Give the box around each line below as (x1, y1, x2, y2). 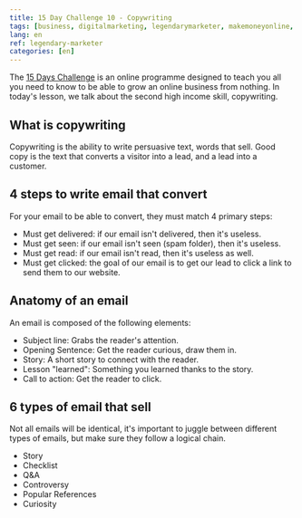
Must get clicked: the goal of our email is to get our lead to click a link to (22, 257, 292, 268)
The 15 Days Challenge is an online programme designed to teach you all (9, 72, 282, 82)
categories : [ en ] (9, 47, 75, 56)
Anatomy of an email (9, 293, 129, 309)
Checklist (22, 460, 58, 471)
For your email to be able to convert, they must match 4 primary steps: (9, 210, 273, 222)
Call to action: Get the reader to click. (22, 373, 162, 384)
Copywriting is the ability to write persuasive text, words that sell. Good (9, 141, 276, 152)
